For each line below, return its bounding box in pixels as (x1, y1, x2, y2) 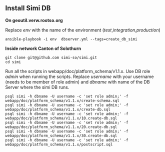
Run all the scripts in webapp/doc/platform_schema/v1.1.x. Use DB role (5, 68, 150, 74)
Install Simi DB (5, 4, 51, 12)
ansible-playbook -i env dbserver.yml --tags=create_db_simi (5, 36, 137, 41)
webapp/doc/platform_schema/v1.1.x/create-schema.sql (5, 98, 120, 103)
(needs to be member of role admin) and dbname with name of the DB (5, 78, 150, 84)
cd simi (5, 59, 21, 64)
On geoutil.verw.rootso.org (5, 17, 63, 23)
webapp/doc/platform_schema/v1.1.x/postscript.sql (5, 142, 113, 147)
